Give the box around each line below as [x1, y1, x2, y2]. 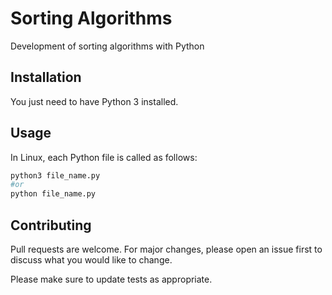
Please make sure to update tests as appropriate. [10, 273, 213, 285]
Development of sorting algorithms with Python [10, 40, 205, 52]
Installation [10, 69, 82, 86]
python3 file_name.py [10, 170, 101, 181]
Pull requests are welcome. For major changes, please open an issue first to [10, 243, 323, 255]
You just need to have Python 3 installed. [10, 95, 179, 107]
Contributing [10, 217, 92, 234]
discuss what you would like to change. [10, 254, 173, 266]
